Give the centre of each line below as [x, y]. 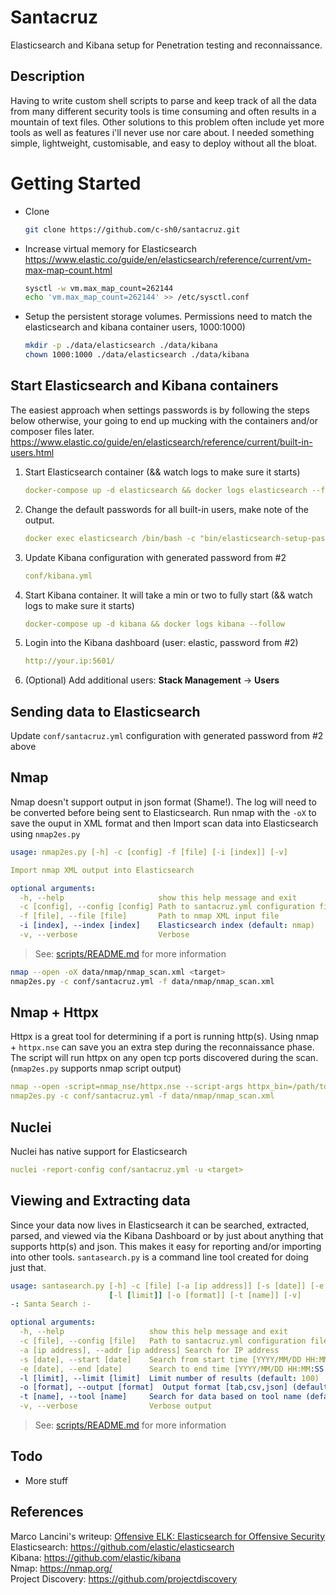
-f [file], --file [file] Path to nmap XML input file [149, 916]
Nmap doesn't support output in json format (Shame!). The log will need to [163, 802]
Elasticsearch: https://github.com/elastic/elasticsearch [122, 1547]
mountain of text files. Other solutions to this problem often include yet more [167, 122]
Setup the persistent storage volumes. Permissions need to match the [168, 317]
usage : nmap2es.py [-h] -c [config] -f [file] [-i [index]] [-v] [149, 852]
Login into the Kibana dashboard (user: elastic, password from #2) [161, 643]
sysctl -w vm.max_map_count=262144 [99, 288]
